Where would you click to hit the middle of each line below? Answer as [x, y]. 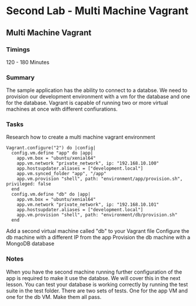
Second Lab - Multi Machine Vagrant [97, 11]
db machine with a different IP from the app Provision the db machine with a [98, 238]
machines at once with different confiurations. [62, 109]
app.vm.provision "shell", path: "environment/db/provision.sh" [97, 215]
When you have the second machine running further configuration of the [94, 272]
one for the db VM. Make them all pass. [54, 297]
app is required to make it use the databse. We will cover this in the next [93, 278]
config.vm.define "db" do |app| [51, 195]
